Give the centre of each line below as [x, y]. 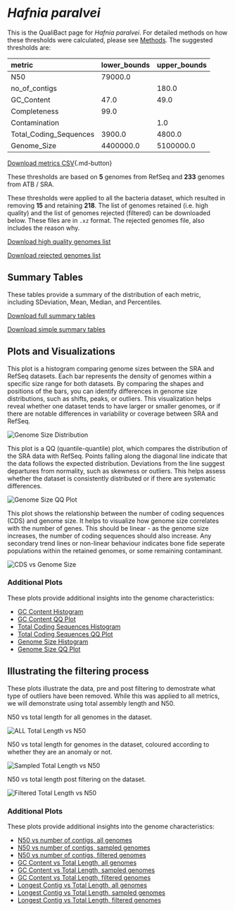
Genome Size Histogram [53, 641]
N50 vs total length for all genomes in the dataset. [80, 717]
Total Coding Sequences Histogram [69, 627]
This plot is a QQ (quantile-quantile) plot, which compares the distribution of [118, 448]
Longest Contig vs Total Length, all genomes [82, 885]
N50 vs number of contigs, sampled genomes [84, 847]
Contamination [35, 123]
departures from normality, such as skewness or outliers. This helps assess [117, 471]
